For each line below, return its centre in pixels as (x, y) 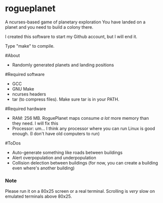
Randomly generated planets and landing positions (63, 65)
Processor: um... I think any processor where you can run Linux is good (83, 128)
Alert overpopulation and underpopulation (54, 157)
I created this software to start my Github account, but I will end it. (71, 37)
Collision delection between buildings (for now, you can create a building (85, 163)
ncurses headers (29, 94)
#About (13, 55)
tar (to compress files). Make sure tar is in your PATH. (66, 99)
